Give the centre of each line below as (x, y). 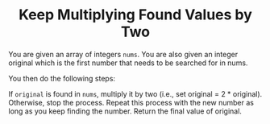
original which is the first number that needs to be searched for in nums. (128, 63)
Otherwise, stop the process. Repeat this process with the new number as (131, 102)
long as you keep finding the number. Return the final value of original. (125, 111)
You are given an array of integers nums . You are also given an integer (123, 54)
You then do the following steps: (62, 78)
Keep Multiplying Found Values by (135, 15)
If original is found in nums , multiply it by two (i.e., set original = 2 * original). (135, 93)
